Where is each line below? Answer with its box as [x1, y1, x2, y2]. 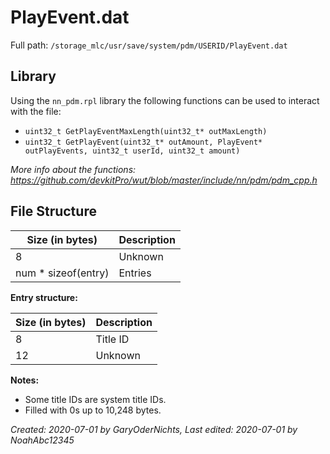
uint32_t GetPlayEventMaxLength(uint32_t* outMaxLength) [24, 126, 268, 136]
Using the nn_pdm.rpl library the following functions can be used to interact [10, 94, 320, 106]
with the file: [10, 105, 62, 117]
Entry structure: [10, 291, 78, 303]
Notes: [10, 374, 40, 386]
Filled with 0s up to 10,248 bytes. [24, 404, 162, 416]
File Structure [10, 203, 97, 220]
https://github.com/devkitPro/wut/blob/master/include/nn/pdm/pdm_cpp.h [10, 174, 318, 186]
